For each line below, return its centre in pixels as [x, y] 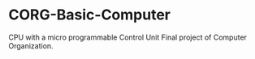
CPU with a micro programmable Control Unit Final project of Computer [128, 37]
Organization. [31, 45]
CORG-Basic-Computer [89, 15]
